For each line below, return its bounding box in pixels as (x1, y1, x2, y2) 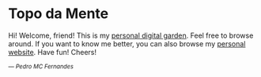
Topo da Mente (8, 5, 109, 23)
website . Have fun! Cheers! (8, 47, 97, 57)
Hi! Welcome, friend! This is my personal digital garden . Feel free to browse (8, 31, 254, 40)
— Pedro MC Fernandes (8, 62, 74, 71)
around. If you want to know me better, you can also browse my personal (8, 38, 246, 48)
